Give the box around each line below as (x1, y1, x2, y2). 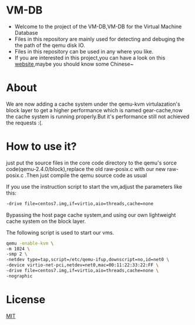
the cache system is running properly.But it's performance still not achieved (6, 113, 190, 120)
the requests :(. (6, 119, 43, 126)
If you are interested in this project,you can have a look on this (14, 54, 166, 61)
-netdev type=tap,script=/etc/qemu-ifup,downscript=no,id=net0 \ (6, 257, 169, 263)
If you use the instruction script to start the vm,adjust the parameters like (6, 183, 183, 190)
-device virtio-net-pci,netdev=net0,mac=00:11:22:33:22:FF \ (6, 262, 159, 268)
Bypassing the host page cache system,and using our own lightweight (6, 211, 176, 218)
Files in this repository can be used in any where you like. (14, 48, 154, 55)
